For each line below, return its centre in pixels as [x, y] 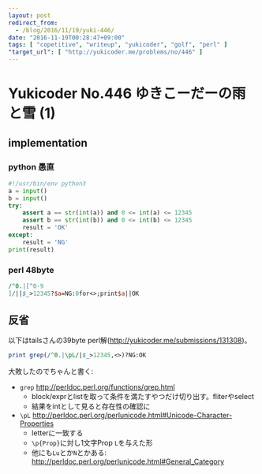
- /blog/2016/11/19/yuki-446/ [65, 30]
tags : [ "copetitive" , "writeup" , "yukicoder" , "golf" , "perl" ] [118, 45]
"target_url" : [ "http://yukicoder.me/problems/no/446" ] [105, 52]
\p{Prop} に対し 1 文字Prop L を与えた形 [92, 443]
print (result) [32, 249]
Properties [36, 424]
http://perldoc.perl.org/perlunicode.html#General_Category [128, 461]
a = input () [28, 191]
